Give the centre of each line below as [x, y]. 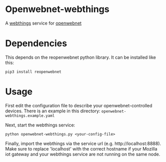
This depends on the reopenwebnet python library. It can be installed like [81, 57]
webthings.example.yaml [30, 116]
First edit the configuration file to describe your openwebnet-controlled [79, 105]
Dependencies [36, 43]
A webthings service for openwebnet [43, 23]
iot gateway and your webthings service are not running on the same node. [83, 154]
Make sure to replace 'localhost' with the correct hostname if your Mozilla [81, 148]
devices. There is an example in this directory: [53, 111]
